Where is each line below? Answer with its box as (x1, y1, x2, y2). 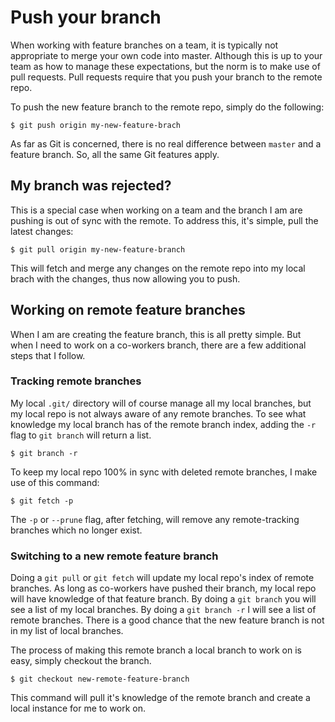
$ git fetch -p (10, 496, 74, 506)
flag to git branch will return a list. (10, 429, 152, 441)
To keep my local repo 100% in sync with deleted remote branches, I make (10, 466, 318, 478)
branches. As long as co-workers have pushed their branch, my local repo (10, 582, 317, 595)
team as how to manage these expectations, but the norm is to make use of (10, 60, 321, 72)
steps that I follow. (10, 349, 86, 361)
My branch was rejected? (10, 177, 172, 195)
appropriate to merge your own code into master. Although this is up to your (10, 49, 323, 61)
